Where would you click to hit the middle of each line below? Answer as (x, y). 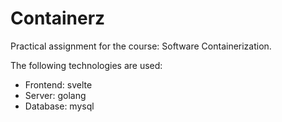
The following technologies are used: (86, 65)
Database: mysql (59, 106)
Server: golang (55, 95)
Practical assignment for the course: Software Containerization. (141, 46)
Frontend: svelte (58, 84)
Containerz (58, 18)
